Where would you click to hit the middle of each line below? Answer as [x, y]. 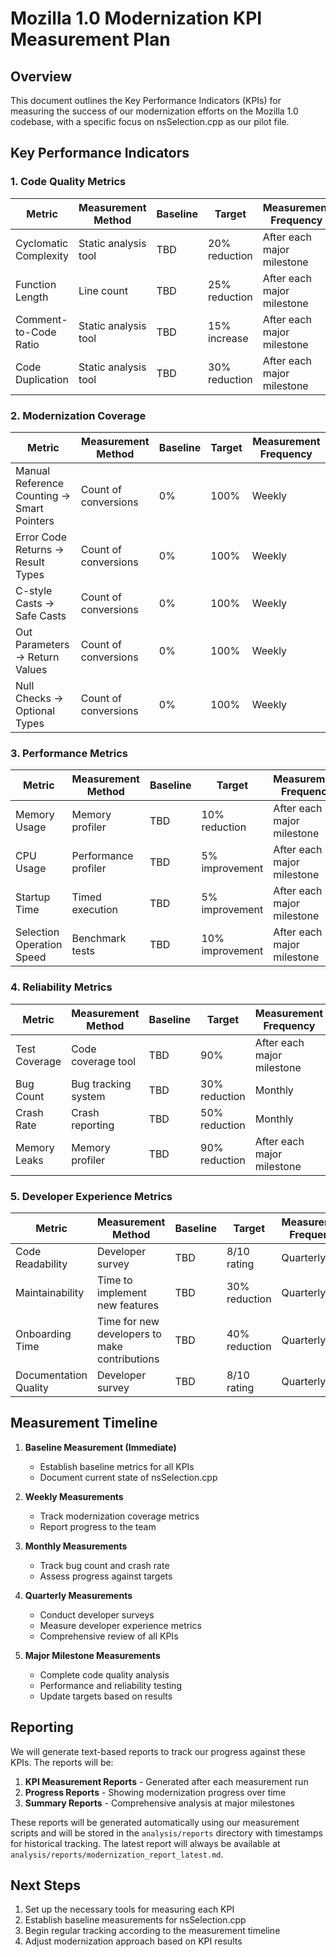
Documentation [51, 1375]
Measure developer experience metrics [120, 1625]
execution [94, 910]
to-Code [36, 332]
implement [122, 1292]
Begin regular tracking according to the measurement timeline [152, 1931]
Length [32, 297]
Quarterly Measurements [78, 1595]
